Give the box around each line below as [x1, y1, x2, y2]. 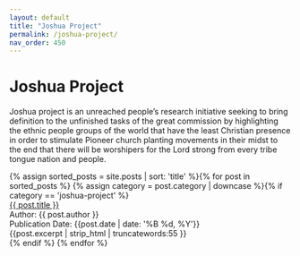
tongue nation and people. [9, 154, 107, 165]
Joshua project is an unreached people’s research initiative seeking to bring [9, 107, 288, 117]
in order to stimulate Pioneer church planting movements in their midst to [9, 135, 279, 146]
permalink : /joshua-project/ [9, 30, 118, 38]
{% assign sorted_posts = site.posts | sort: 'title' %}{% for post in [9, 171, 251, 182]
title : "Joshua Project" [9, 21, 102, 30]
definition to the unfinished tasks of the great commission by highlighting [9, 115, 279, 126]
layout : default [9, 13, 70, 22]
